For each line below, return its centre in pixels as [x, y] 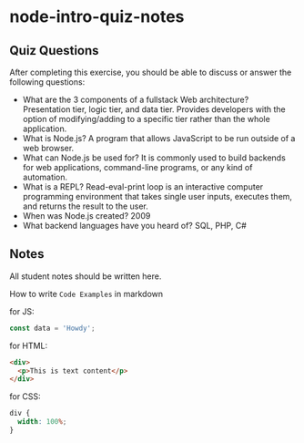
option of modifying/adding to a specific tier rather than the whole [146, 119]
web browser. [48, 148]
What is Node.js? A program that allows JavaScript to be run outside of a [159, 138]
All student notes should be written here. [86, 276]
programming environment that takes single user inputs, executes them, [157, 196]
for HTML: [29, 345]
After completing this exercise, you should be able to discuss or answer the [151, 72]
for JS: [22, 311]
